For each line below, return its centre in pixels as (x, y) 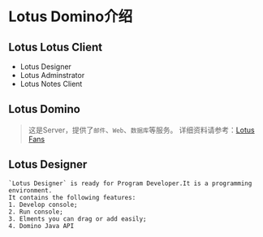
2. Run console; (36, 212)
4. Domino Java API (41, 226)
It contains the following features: (72, 197)
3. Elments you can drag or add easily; (78, 219)
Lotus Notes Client (51, 84)
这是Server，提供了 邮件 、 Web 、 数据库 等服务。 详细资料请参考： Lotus (141, 130)
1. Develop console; (43, 205)
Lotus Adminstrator (52, 75)
